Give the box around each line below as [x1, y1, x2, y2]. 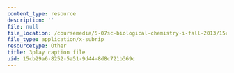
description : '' [7, 17, 54, 24]
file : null [7, 23, 39, 30]
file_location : [7, 29, 52, 37]
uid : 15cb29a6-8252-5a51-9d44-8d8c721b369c [7, 56, 136, 63]
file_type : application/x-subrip [7, 36, 104, 43]
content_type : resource [7, 10, 77, 17]
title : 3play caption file [7, 49, 86, 56]
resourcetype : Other [7, 42, 68, 49]
